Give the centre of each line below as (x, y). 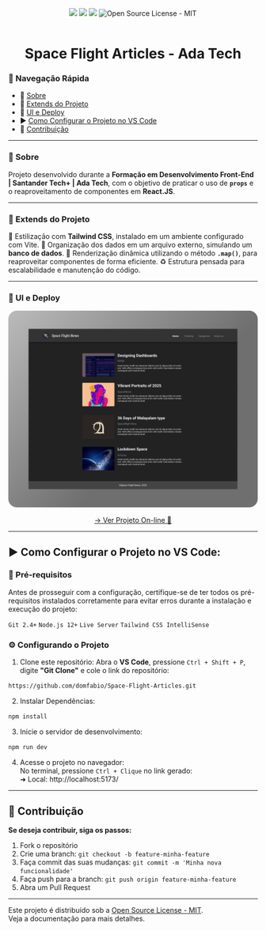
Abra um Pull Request (55, 887)
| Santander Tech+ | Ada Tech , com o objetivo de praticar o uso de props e (131, 183)
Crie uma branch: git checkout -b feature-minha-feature (114, 854)
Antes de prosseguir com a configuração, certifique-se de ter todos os (123, 592)
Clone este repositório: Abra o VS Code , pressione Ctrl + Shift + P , (133, 662)
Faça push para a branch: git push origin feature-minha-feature (128, 879)
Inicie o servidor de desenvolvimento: (81, 732)
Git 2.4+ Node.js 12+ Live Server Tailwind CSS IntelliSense (109, 625)
